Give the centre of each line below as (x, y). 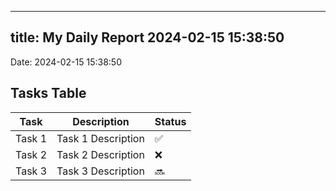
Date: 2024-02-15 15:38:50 (66, 62)
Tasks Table (48, 93)
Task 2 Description (100, 154)
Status (170, 121)
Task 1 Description (100, 138)
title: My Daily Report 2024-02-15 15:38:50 (147, 37)
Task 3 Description (100, 171)
